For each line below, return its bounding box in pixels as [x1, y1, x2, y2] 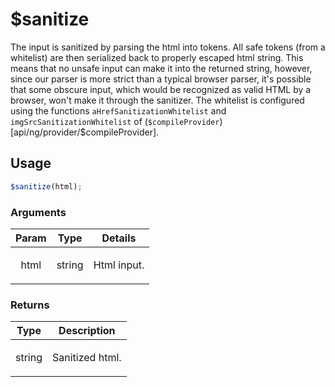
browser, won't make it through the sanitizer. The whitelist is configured [10, 94, 305, 106]
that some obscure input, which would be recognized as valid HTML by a [10, 83, 312, 95]
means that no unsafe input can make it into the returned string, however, [10, 62, 313, 74]
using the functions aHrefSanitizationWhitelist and [10, 104, 227, 117]
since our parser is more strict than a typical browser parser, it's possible [10, 73, 312, 85]
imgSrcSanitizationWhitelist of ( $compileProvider [10, 115, 220, 127]
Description [58, 324, 116, 338]
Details [101, 231, 137, 245]
